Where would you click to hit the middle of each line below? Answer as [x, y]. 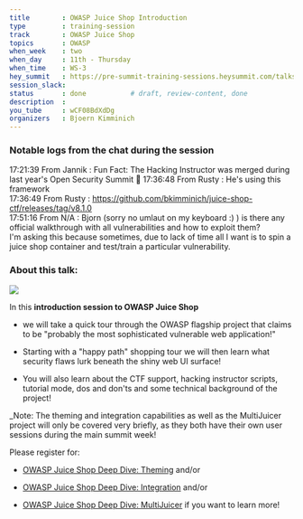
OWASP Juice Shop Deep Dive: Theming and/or [111, 469]
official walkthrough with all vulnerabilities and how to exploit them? [135, 228]
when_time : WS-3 [48, 69]
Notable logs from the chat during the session [112, 150]
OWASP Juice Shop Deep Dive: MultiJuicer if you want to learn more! [151, 505]
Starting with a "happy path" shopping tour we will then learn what [146, 351]
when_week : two [46, 52]
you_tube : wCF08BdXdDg [62, 110]
